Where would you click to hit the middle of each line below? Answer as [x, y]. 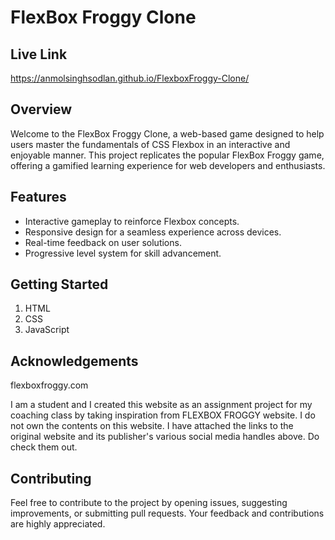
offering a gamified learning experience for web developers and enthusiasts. [168, 165]
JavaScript [47, 330]
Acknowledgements [74, 361]
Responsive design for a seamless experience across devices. [153, 232]
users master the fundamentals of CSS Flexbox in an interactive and [150, 144]
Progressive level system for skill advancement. [123, 253]
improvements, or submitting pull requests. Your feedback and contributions [167, 513]
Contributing [51, 478]
